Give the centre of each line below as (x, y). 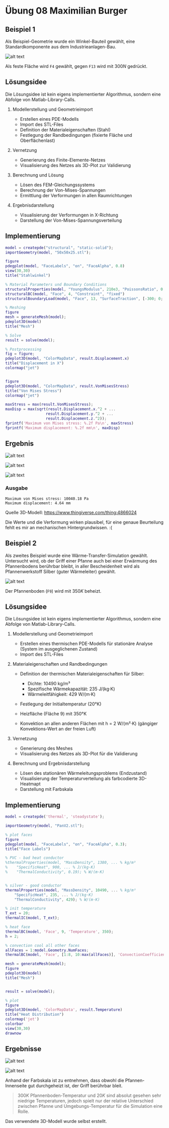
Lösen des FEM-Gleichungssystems (57, 185)
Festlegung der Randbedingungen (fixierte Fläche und (76, 135)
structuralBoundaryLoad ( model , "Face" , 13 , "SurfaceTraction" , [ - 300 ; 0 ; (84, 299)
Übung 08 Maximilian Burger (66, 11)
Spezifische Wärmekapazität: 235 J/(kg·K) (71, 689)
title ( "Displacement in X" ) (35, 363)
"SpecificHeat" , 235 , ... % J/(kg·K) (54, 895)
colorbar (14, 1024)
